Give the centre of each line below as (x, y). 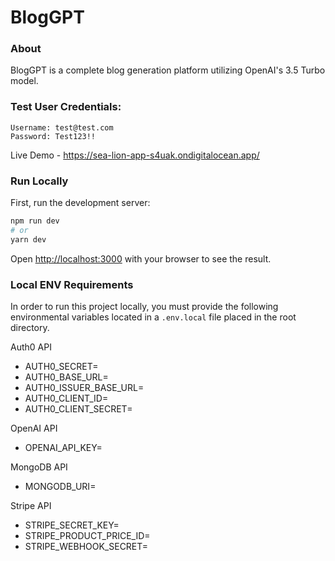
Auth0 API (31, 347)
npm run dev (35, 221)
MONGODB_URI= (60, 486)
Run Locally (39, 181)
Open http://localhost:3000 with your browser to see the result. (141, 258)
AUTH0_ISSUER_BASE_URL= (84, 387)
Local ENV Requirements (72, 284)
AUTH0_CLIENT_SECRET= (78, 409)
